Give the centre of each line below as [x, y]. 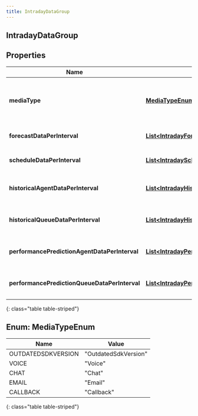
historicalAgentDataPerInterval [54, 188]
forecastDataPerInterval [44, 136]
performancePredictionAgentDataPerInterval [74, 251]
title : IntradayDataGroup [38, 11]
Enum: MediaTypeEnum [51, 327]
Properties [26, 56]
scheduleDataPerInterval [45, 160]
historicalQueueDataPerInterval [55, 220]
